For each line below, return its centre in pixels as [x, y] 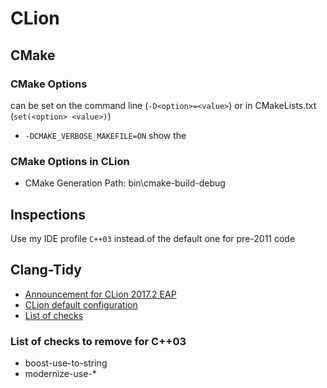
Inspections [48, 214]
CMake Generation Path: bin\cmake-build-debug [125, 183]
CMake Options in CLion [70, 161]
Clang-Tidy [46, 270]
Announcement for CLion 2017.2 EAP [100, 294]
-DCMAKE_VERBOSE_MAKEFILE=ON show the [105, 135]
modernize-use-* [60, 374]
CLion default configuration [81, 304]
